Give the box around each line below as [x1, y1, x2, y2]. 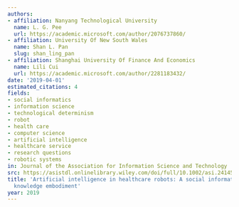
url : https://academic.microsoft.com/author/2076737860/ [14, 30, 186, 38]
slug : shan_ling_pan [14, 51, 75, 58]
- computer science [7, 129, 65, 137]
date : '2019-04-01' [7, 76, 65, 84]
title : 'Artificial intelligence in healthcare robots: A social [7, 176, 205, 183]
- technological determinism [7, 110, 94, 117]
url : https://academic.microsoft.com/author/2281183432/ [14, 70, 186, 77]
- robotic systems [7, 156, 62, 164]
